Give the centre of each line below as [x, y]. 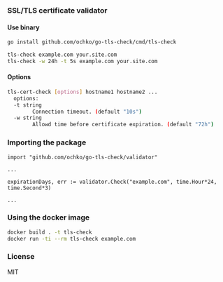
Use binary [23, 27]
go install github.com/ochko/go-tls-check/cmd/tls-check [92, 42]
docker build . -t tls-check [50, 232]
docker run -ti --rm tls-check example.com [72, 239]
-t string [28, 105]
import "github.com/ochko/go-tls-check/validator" [82, 157]
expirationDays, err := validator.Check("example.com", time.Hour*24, [112, 182]
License [21, 257]
